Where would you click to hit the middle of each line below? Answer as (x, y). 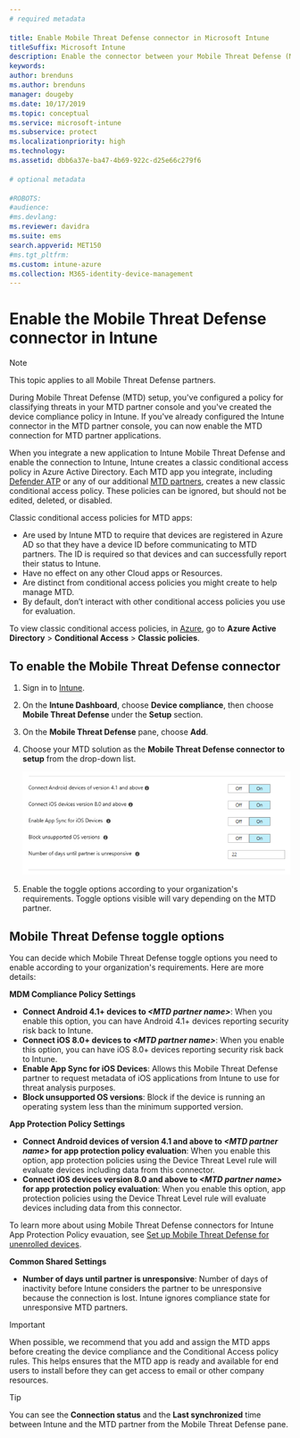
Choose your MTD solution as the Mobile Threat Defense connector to (154, 749)
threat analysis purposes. (69, 1088)
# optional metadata (48, 179)
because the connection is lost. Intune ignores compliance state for (146, 1298)
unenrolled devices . (46, 1245)
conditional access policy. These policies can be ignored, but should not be (148, 491)
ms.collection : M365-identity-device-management (101, 274)
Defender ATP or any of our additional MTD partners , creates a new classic (147, 481)
